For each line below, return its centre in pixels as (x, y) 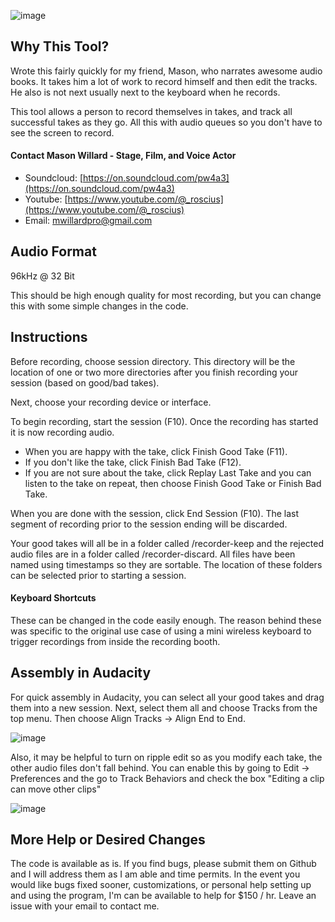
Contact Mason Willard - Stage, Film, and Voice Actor (123, 156)
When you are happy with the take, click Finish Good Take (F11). (156, 451)
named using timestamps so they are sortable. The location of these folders (166, 564)
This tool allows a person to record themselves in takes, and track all (151, 111)
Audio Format (53, 251)
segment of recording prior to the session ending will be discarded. (149, 524)
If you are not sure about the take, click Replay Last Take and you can (168, 472)
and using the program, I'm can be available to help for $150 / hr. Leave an (163, 896)
